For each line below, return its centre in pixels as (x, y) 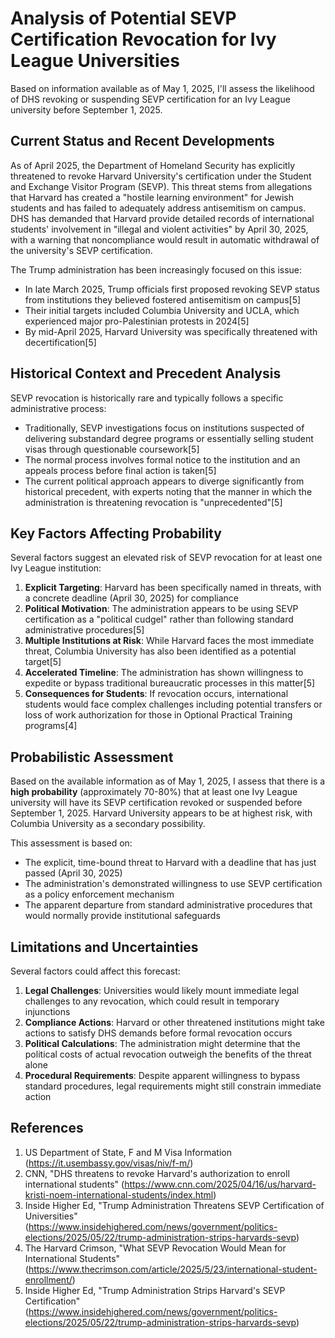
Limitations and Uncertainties (104, 947)
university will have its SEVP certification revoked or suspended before (156, 803)
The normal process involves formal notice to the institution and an (162, 459)
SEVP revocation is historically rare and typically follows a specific (147, 398)
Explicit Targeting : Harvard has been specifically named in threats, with (173, 588)
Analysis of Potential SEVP (123, 18)
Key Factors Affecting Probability (116, 533)
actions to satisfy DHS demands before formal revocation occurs (158, 1033)
